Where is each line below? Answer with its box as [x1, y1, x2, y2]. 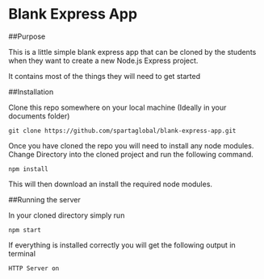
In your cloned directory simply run [8, 210, 125, 220]
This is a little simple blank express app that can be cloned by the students [8, 47, 257, 56]
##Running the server [8, 194, 81, 204]
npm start [8, 226, 42, 234]
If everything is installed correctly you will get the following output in [8, 239, 236, 250]
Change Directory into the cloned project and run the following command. [8, 149, 254, 159]
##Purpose [8, 31, 46, 41]
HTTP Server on [8, 264, 60, 273]
